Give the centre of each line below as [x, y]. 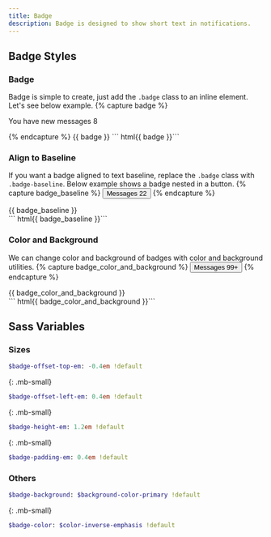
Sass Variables [47, 327]
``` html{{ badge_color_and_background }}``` [82, 301]
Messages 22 [127, 194]
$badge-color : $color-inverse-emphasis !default [92, 526]
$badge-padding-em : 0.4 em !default [68, 458]
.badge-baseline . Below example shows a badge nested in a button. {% [127, 184]
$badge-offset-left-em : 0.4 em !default [76, 397]
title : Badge [30, 16]
